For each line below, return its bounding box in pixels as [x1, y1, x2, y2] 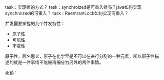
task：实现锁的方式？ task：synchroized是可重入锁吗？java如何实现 [5, 4, 142, 10]
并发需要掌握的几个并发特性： [5, 21, 65, 26]
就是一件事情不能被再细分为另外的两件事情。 [13, 60, 103, 65]
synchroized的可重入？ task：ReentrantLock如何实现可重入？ [5, 10, 129, 16]
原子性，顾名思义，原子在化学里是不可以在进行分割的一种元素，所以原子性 [5, 53, 155, 59]
